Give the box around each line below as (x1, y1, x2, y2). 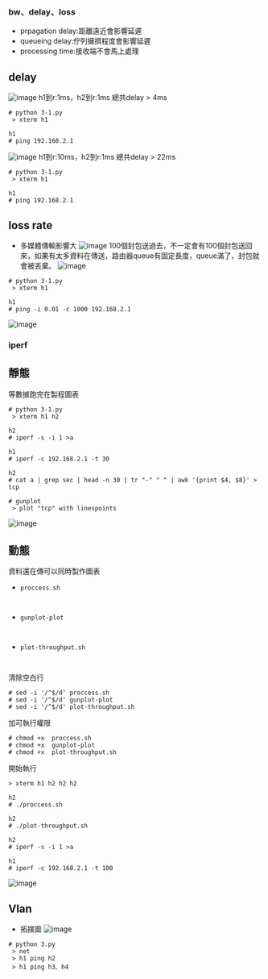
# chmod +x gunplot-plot (8, 741, 95, 750)
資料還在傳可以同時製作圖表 (8, 566, 101, 577)
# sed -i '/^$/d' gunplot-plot (8, 696, 113, 704)
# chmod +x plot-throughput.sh (8, 748, 117, 756)
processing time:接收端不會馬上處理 (19, 46, 139, 56)
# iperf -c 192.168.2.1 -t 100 (8, 864, 113, 873)
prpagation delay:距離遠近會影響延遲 (19, 26, 142, 36)
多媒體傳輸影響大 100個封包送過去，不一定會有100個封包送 (19, 240, 245, 250)
